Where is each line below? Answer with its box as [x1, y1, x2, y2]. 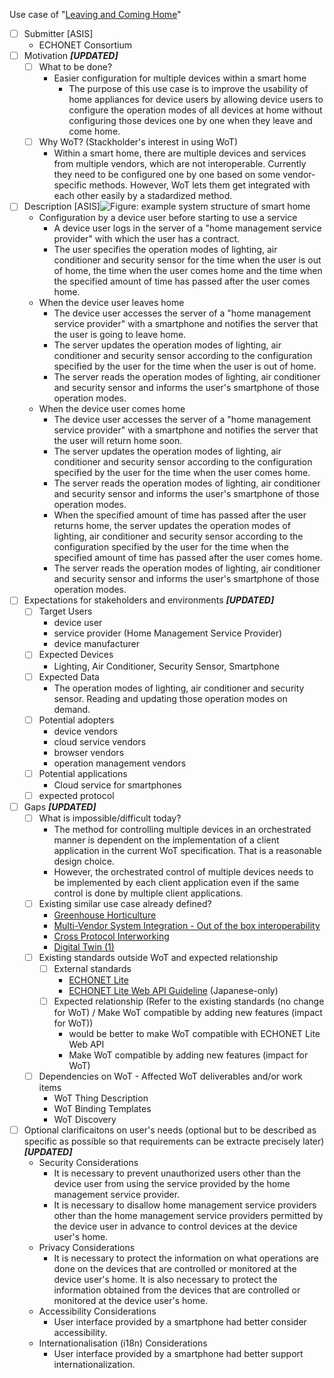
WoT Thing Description [53, 1092, 149, 1104]
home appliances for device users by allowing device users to [68, 94, 324, 106]
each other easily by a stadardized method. [53, 190, 233, 202]
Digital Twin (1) [53, 940, 115, 953]
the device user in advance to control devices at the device [53, 1220, 298, 1233]
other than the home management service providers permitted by [53, 1210, 324, 1222]
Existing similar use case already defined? [38, 897, 212, 909]
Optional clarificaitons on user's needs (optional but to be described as [23, 1124, 317, 1136]
